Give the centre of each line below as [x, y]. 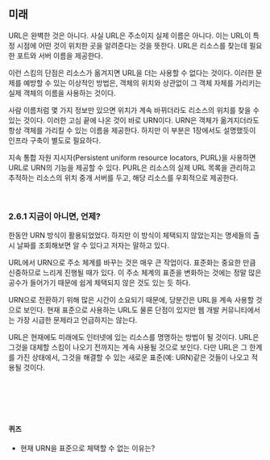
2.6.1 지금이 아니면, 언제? [54, 216]
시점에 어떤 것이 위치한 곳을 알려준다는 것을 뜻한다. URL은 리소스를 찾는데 [132, 45]
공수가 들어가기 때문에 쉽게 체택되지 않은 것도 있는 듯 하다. [100, 283]
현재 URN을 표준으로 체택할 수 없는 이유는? [87, 448]
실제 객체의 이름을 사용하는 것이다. [62, 93]
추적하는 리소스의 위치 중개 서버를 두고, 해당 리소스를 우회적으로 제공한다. [123, 178]
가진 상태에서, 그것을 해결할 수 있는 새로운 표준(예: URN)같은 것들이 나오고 [133, 358]
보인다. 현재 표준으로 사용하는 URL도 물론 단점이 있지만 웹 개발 [121, 310]
